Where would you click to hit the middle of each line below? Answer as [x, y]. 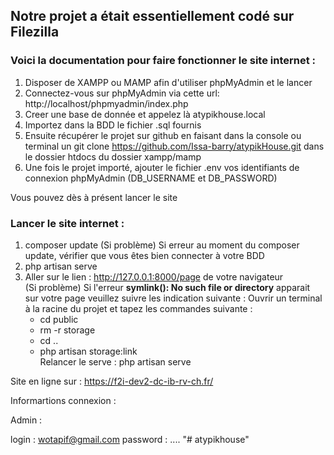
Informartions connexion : [63, 400]
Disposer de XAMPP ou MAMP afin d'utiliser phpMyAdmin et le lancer [168, 82]
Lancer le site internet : [67, 223]
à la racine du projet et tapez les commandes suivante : [138, 308]
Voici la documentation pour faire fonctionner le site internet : [163, 61]
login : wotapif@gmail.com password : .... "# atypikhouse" [130, 439]
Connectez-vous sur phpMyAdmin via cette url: [122, 93]
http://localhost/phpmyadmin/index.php [106, 103]
